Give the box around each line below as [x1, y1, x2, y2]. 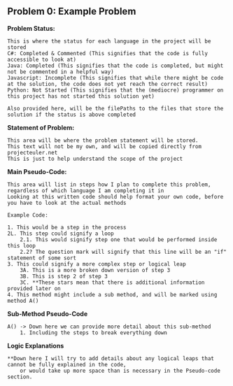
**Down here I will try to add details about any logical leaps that [7, 355, 215, 362]
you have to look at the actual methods [7, 199, 127, 206]
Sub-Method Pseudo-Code [7, 309, 88, 317]
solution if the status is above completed [7, 111, 136, 118]
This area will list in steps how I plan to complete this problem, [7, 181, 211, 188]
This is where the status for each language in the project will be [7, 38, 211, 45]
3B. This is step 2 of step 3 [20, 273, 108, 280]
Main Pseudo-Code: [7, 167, 67, 176]
